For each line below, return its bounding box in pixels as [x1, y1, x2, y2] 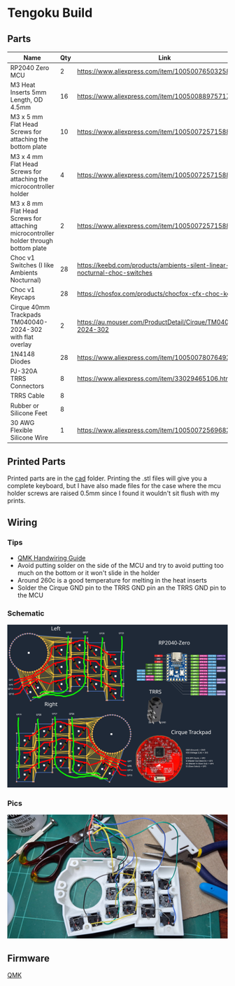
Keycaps [10, 293, 36, 302]
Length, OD [10, 96, 43, 104]
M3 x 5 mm [10, 113, 43, 121]
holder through [10, 236, 54, 244]
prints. [7, 497, 26, 505]
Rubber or [10, 401, 40, 410]
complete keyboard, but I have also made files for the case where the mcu [7, 482, 222, 490]
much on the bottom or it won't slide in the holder [17, 569, 160, 577]
